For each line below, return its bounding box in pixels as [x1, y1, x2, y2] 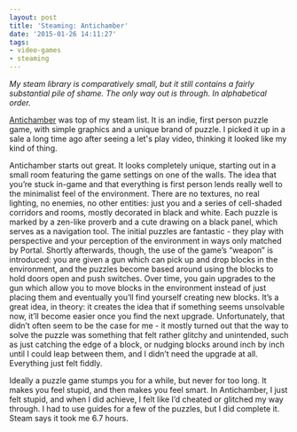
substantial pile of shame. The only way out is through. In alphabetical [9, 88, 268, 98]
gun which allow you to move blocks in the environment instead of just [9, 283, 267, 293]
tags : [9, 37, 29, 47]
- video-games [9, 46, 62, 55]
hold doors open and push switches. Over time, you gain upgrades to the [9, 273, 277, 284]
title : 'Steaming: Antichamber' [9, 21, 129, 30]
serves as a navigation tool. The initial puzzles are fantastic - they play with [9, 226, 284, 236]
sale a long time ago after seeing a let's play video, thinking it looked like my [9, 134, 287, 144]
